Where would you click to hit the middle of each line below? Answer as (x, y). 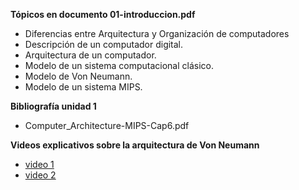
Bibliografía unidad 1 (53, 106)
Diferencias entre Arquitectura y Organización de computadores (157, 33)
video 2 (40, 175)
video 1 (39, 164)
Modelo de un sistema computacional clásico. (119, 65)
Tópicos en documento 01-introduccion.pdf (103, 14)
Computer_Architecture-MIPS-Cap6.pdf (107, 125)
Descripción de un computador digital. (104, 44)
